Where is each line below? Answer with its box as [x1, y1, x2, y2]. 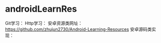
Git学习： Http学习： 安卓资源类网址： [5, 20, 83, 26]
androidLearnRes [5, 3, 77, 15]
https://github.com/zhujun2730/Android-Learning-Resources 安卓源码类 [5, 26, 152, 32]
